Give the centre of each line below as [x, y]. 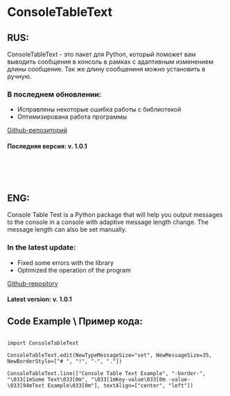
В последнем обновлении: [54, 94]
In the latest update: [42, 248]
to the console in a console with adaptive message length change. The [108, 222]
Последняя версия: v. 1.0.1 [47, 146]
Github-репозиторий [37, 130]
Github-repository [33, 283]
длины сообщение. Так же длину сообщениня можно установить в [106, 69]
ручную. [19, 76]
